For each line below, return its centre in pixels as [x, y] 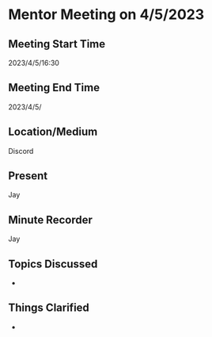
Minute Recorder [50, 220]
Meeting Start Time [57, 44]
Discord [21, 151]
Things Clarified [49, 308]
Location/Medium [53, 132]
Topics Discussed [53, 264]
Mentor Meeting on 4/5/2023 [106, 15]
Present [28, 176]
